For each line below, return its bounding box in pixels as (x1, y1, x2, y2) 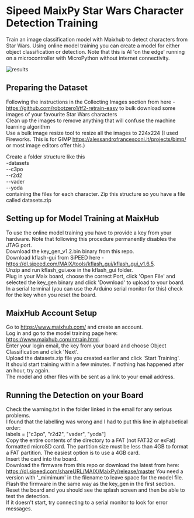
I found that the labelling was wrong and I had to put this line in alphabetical (6, 418, 188, 425)
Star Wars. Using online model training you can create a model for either (6, 42, 180, 49)
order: (6, 424, 21, 431)
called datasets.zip (6, 196, 51, 203)
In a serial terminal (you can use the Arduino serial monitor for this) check (6, 285, 183, 292)
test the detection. (6, 493, 50, 500)
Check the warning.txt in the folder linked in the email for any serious (6, 406, 172, 413)
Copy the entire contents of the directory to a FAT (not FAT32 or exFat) (6, 437, 176, 444)
